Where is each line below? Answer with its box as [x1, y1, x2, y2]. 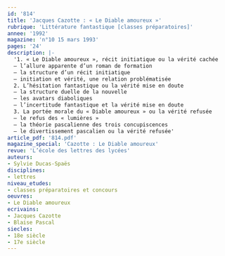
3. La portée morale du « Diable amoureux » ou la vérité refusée [13, 108, 212, 115]
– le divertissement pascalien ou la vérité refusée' [13, 128, 174, 135]
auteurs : [7, 154, 33, 161]
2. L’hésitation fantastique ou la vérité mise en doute [13, 82, 184, 89]
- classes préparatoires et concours [7, 187, 118, 194]
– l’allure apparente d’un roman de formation [13, 62, 153, 69]
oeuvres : [7, 193, 33, 200]
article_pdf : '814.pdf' [7, 134, 77, 141]
